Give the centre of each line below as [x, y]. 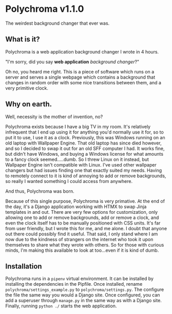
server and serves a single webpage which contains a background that [80, 77]
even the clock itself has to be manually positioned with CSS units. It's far [83, 223]
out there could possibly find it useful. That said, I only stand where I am [82, 234]
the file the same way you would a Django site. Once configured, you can [83, 295]
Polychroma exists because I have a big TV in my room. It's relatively [78, 126]
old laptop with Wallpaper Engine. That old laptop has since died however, [83, 143]
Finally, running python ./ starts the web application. [61, 306]
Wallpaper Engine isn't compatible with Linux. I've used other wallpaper [81, 164]
